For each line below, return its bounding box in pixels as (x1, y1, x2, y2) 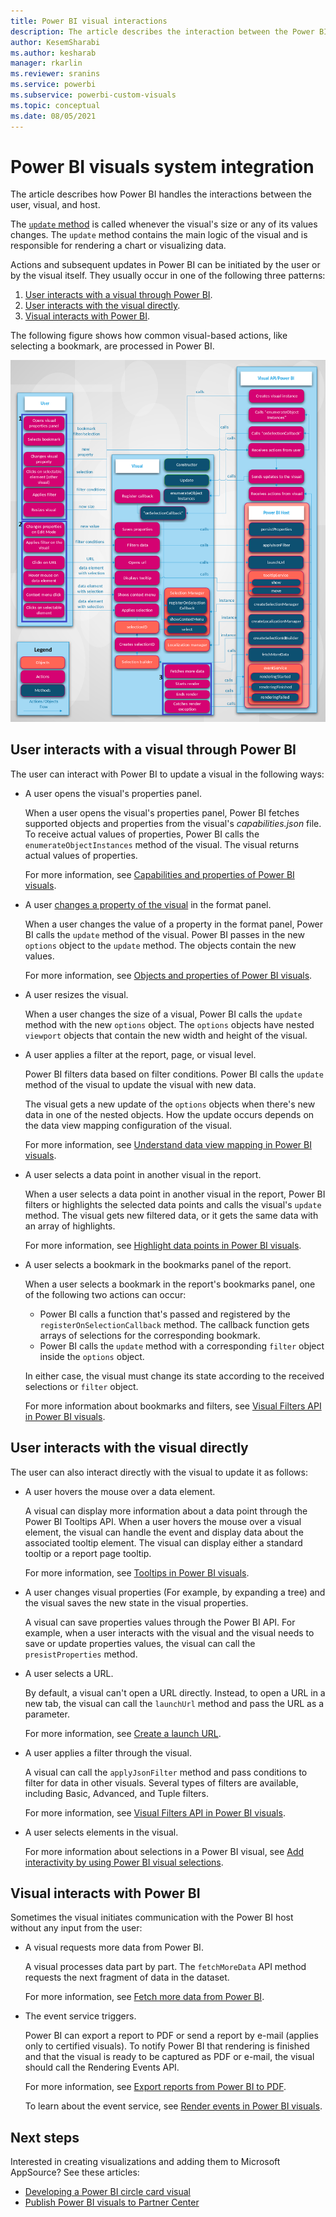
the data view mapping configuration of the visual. (24, 1119, 233, 1131)
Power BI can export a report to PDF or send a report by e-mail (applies (24, 2030, 319, 2042)
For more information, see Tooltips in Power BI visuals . (24, 1566, 250, 1579)
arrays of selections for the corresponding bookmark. (39, 1329, 261, 1341)
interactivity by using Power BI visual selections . (24, 1856, 224, 1868)
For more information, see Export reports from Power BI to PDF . (24, 2081, 287, 2093)
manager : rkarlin (10, 58, 83, 69)
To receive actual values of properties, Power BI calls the (24, 828, 260, 840)
